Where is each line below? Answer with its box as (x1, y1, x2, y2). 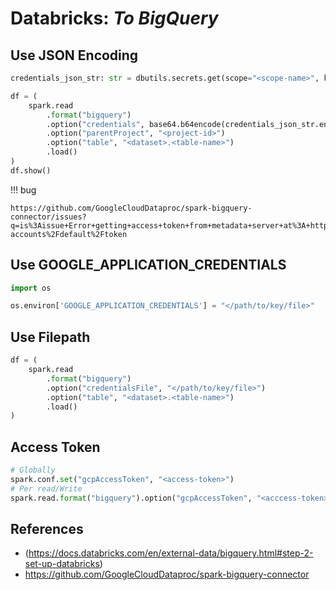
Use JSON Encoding (10, 47, 139, 64)
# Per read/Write (10, 483, 83, 494)
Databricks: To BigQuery (10, 7, 219, 30)
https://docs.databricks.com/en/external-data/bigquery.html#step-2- (28, 547, 314, 559)
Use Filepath (10, 328, 91, 346)
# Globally (10, 465, 56, 476)
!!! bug (10, 183, 37, 196)
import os (10, 283, 52, 293)
